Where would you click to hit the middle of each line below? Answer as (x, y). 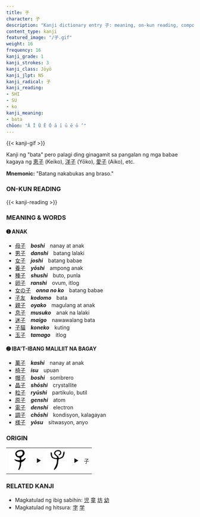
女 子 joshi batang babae (48, 260)
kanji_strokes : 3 (28, 62)
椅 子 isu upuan (37, 370)
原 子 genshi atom (40, 400)
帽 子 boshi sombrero (44, 377)
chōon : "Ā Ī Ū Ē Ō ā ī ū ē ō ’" (46, 126)
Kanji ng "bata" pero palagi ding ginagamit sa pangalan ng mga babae (92, 155)
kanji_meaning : (25, 113)
